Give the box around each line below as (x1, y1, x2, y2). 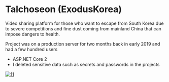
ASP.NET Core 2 (12, 56, 47, 62)
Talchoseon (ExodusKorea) (5, 4, 122, 15)
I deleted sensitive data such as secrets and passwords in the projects (12, 61, 160, 67)
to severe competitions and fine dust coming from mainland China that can (5, 25, 161, 31)
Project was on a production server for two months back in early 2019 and (5, 40, 160, 47)
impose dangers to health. (5, 31, 60, 37)
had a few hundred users (5, 46, 58, 52)
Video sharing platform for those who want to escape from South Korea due (5, 20, 164, 26)
